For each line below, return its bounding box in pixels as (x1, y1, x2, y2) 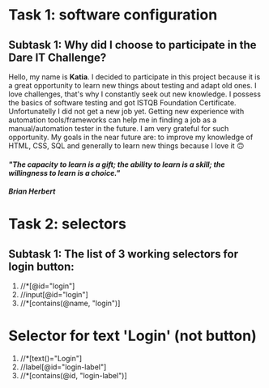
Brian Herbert (8, 186, 56, 196)
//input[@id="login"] (19, 290, 89, 300)
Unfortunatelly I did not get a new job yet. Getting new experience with (8, 107, 245, 116)
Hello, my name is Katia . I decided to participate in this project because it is (8, 72, 261, 82)
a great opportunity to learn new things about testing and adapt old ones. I (8, 81, 257, 90)
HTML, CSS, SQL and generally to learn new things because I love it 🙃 (8, 141, 245, 151)
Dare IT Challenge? (8, 50, 107, 64)
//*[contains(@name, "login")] (19, 298, 121, 309)
